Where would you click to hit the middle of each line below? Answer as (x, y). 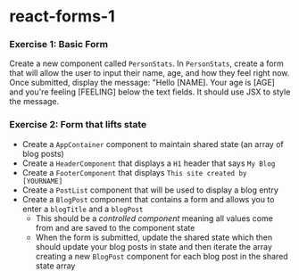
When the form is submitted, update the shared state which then (154, 237)
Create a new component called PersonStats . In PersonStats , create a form (146, 63)
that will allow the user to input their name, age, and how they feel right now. (149, 73)
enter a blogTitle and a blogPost (83, 209)
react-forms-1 (62, 16)
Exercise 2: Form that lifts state (78, 125)
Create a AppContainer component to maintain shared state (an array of (153, 144)
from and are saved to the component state (115, 227)
